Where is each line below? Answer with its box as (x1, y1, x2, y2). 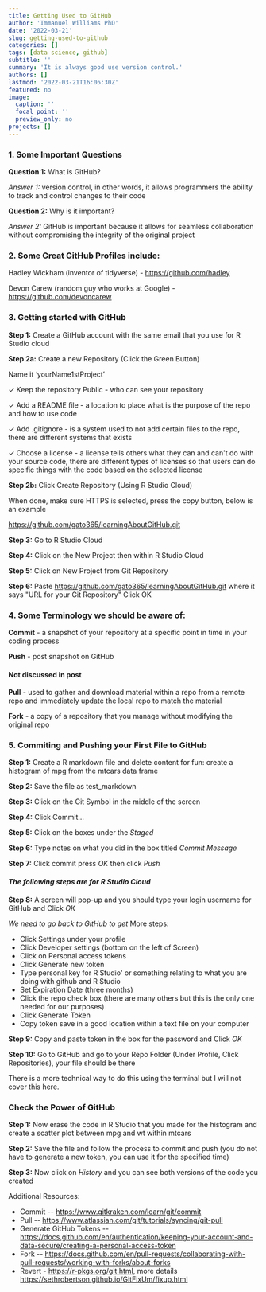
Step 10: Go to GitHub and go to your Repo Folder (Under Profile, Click (8, 1049, 239, 1059)
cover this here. (8, 1082, 60, 1091)
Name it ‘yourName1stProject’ (8, 369, 106, 379)
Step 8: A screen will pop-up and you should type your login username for (8, 895, 252, 904)
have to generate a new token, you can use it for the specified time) (8, 1152, 229, 1161)
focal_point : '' (15, 108, 69, 116)
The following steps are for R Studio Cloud (8, 877, 151, 887)
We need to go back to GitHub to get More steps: (8, 919, 169, 928)
